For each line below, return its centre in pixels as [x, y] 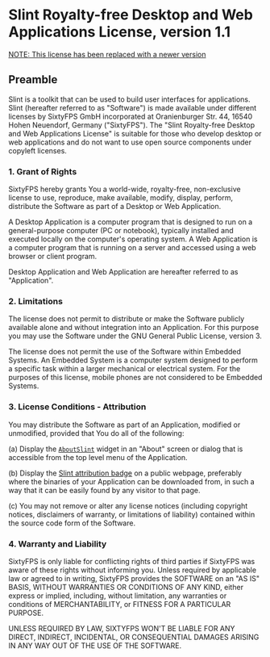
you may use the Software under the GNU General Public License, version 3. [135, 336]
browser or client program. [53, 257]
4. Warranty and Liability [58, 544]
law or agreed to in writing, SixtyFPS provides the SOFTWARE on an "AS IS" [134, 578]
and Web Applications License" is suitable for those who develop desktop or [135, 133]
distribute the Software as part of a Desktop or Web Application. [115, 207]
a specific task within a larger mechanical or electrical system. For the [125, 369]
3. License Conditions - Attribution [77, 407]
